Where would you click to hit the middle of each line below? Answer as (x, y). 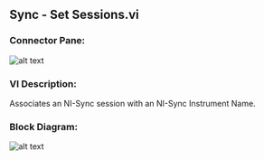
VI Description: (43, 83)
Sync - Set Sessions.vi (75, 15)
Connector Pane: (47, 41)
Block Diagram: (44, 127)
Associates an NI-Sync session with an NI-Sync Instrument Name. (132, 103)
